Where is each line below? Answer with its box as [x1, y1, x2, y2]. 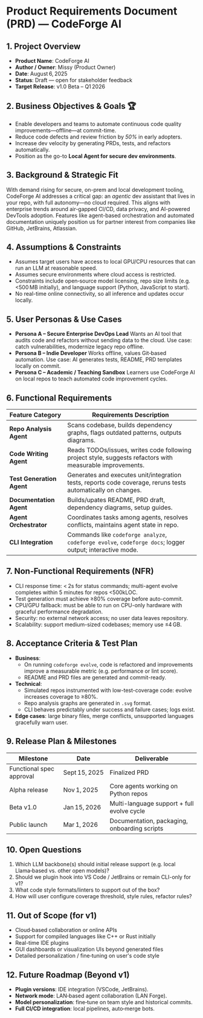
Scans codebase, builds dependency [67, 421, 173, 429]
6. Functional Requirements [6, 393, 112, 403]
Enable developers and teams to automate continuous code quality [14, 120, 182, 128]
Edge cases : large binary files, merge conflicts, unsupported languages [14, 712, 194, 719]
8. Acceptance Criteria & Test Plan [6, 638, 138, 648]
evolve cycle [109, 806, 146, 815]
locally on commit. [14, 362, 61, 370]
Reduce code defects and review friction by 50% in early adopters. [14, 133, 182, 140]
